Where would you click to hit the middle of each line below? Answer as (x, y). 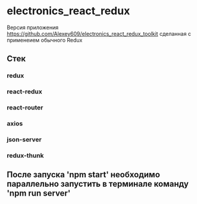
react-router (25, 108)
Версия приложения (33, 27)
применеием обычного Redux (45, 40)
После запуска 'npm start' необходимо (83, 175)
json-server (24, 139)
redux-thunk (25, 155)
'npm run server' (39, 194)
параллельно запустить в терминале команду (98, 184)
